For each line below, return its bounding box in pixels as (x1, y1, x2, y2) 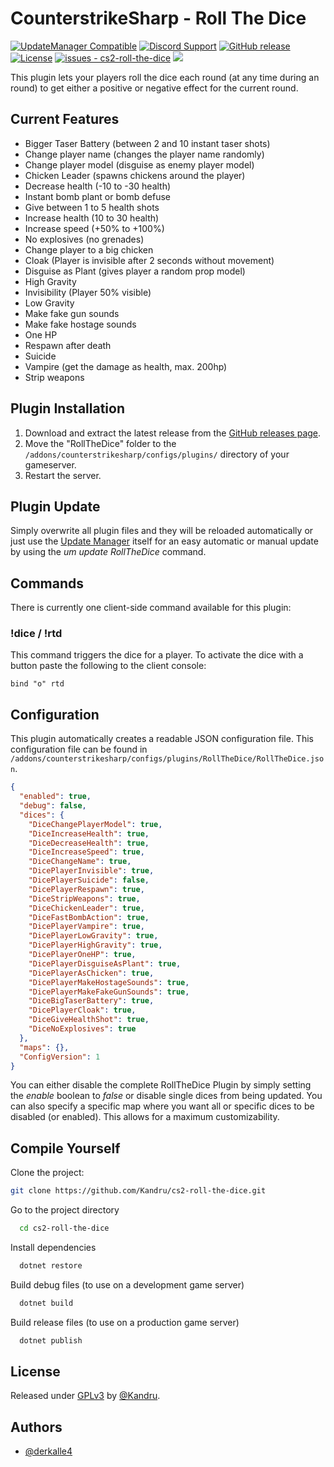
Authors (10, 1418, 63, 1436)
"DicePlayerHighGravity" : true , (28, 940, 163, 951)
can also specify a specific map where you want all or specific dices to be (10, 1100, 315, 1112)
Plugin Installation (10, 400, 126, 417)
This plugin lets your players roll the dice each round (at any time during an (10, 71, 320, 83)
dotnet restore (19, 1260, 83, 1271)
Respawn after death (24, 339, 112, 351)
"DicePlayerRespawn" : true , (28, 884, 145, 894)
